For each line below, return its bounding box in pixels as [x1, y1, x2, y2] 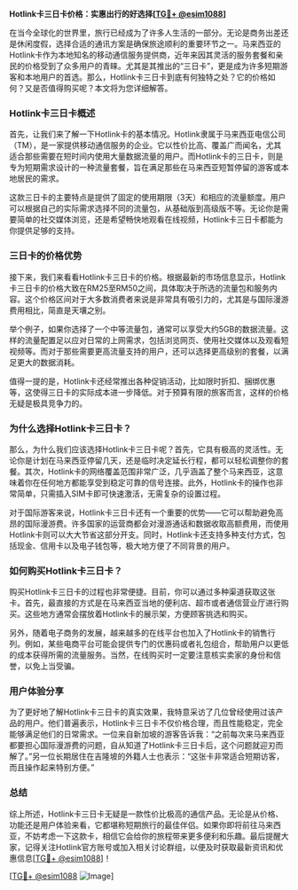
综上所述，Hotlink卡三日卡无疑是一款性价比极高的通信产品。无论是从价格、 [9, 808, 284, 819]
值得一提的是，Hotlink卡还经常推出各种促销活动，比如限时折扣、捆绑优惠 [9, 376, 277, 386]
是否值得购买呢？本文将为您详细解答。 [32, 83, 173, 93]
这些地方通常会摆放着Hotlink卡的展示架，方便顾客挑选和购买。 [24, 609, 253, 620]
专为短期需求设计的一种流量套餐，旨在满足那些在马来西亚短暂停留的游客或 [9, 162, 281, 173]
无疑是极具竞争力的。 [9, 398, 87, 409]
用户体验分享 [9, 685, 65, 698]
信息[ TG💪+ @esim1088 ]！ [16, 853, 112, 863]
